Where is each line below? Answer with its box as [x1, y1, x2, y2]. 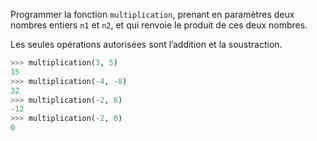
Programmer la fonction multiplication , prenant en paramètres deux [10, 9, 295, 20]
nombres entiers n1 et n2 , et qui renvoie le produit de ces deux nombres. [10, 19, 308, 31]
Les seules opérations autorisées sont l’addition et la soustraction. [10, 39, 283, 50]
